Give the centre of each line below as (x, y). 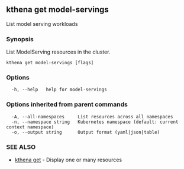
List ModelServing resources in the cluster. (58, 52)
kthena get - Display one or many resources (68, 160)
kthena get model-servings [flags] (50, 63)
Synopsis (20, 39)
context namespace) (30, 127)
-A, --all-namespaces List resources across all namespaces (92, 117)
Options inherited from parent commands (67, 104)
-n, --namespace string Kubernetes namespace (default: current (95, 122)
